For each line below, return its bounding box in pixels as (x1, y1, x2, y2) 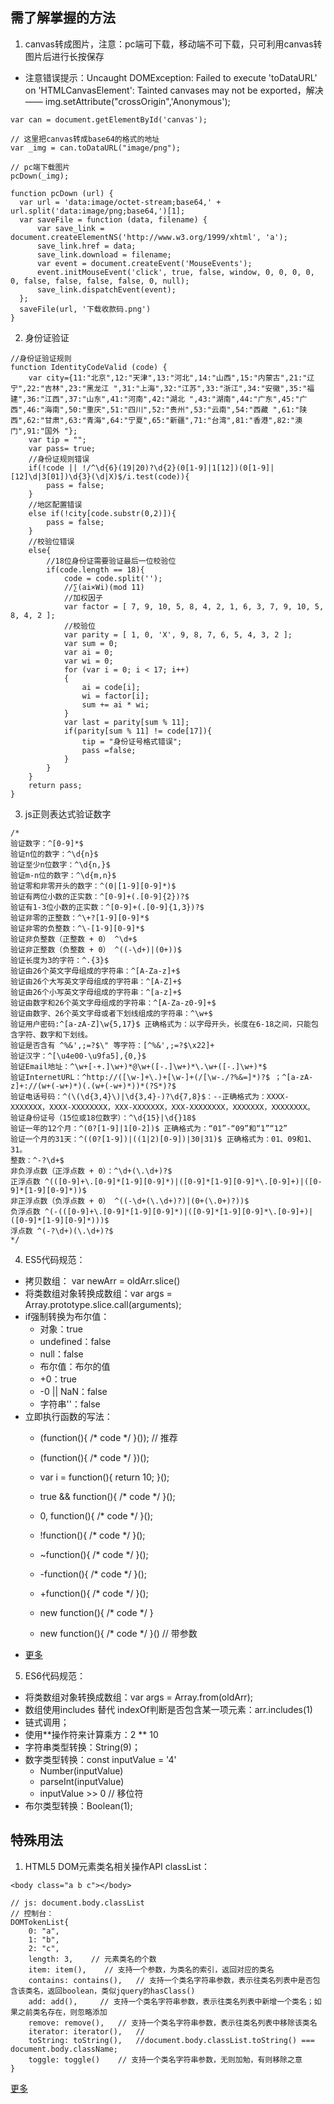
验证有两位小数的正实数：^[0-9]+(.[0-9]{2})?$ (10, 891, 190, 902)
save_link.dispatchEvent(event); (36, 284, 177, 295)
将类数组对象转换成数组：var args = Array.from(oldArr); (24, 1691, 253, 1703)
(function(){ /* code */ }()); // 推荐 (39, 1431, 178, 1443)
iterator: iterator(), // (28, 2026, 145, 2037)
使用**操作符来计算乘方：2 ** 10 (24, 1728, 159, 1740)
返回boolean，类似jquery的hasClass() (47, 1986, 196, 1996)
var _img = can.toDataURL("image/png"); (10, 143, 182, 153)
